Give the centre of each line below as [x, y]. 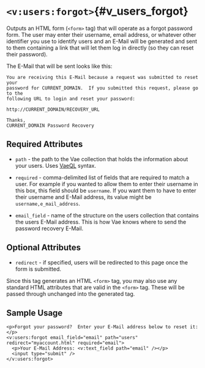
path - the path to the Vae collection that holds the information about [102, 159]
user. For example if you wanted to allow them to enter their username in [106, 184]
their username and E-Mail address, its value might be [83, 197]
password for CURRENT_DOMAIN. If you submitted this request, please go [102, 88]
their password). [27, 54]
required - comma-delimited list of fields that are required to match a [102, 177]
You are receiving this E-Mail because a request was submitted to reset [102, 77]
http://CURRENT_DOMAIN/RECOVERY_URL [53, 109]
